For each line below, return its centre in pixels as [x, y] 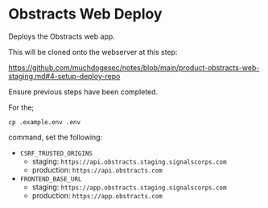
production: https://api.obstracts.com [97, 169]
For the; [21, 107]
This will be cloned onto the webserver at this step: [93, 52]
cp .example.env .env [45, 122]
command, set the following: [56, 137]
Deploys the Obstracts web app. [62, 36]
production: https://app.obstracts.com [97, 195]
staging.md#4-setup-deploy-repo [64, 76]
